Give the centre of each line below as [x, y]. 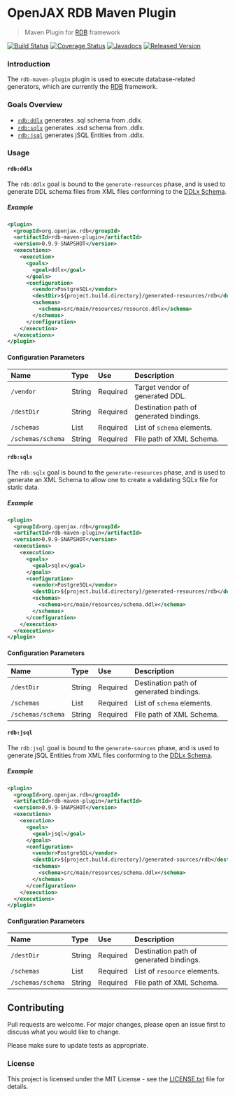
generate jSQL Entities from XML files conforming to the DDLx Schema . [110, 755]
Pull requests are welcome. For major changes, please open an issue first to [116, 1025]
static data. [23, 487]
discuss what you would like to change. [64, 1032]
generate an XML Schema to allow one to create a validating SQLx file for [113, 479]
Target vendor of [162, 388]
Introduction [29, 64]
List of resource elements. [177, 971]
